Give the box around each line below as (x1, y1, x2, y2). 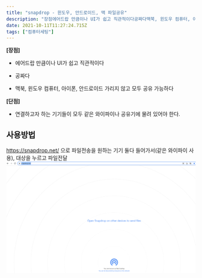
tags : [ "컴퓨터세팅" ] (6, 29, 54, 35)
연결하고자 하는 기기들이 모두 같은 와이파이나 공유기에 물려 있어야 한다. (14, 110, 180, 118)
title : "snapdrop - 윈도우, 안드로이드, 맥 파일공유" (6, 10, 127, 16)
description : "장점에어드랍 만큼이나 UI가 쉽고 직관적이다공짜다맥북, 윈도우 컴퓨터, (6, 16, 191, 22)
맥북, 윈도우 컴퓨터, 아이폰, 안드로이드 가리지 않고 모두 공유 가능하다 (14, 85, 174, 92)
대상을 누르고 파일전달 (16, 154, 68, 162)
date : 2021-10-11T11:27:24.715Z (6, 22, 87, 28)
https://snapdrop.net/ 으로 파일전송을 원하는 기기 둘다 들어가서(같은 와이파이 (6, 147, 188, 154)
